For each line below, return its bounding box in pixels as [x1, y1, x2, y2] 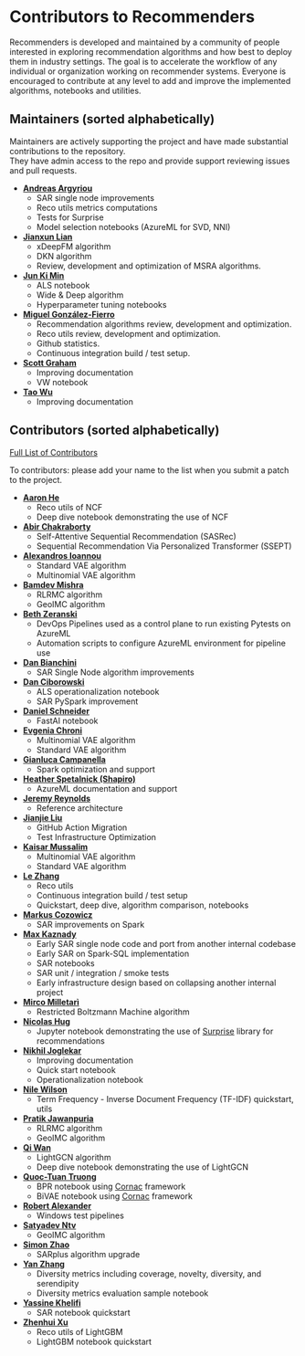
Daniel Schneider [22, 705, 89, 716]
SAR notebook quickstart [36, 1307, 131, 1318]
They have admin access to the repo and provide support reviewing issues [9, 155, 290, 166]
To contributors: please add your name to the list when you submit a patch [9, 464, 289, 476]
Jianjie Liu [22, 812, 63, 823]
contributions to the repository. [9, 145, 126, 156]
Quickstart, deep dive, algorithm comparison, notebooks [36, 899, 249, 910]
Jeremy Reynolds [22, 793, 91, 804]
